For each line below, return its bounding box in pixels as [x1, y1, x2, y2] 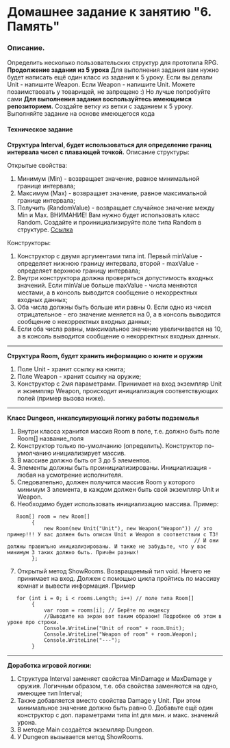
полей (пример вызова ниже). [16, 394, 105, 402]
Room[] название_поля [16, 434, 84, 442]
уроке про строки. [7, 619, 60, 625]
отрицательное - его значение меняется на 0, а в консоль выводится [16, 310, 221, 319]
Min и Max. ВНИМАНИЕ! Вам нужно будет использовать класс [16, 210, 201, 219]
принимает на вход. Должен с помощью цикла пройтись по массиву [16, 574, 220, 582]
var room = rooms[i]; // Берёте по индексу [43, 607, 170, 614]
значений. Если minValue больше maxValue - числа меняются [16, 281, 198, 289]
